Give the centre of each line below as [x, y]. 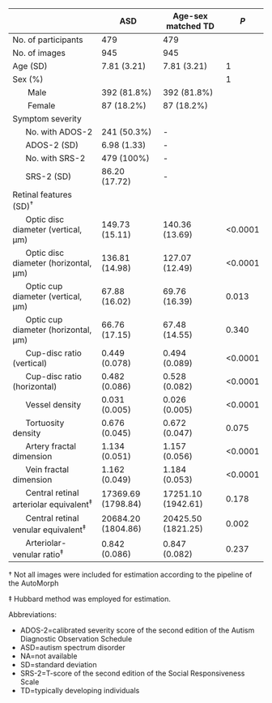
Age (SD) [30, 66]
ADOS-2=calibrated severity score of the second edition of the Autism [137, 630]
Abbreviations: [32, 615]
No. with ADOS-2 [59, 132]
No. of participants [48, 40]
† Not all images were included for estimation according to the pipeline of [130, 575]
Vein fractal [47, 470]
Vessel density [53, 405]
